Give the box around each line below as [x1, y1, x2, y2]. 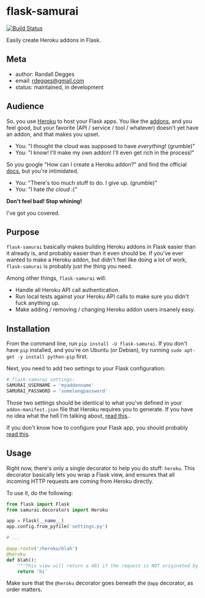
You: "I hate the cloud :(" [15, 185, 78, 193]
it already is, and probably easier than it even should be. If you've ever [6, 250, 184, 257]
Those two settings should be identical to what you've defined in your [6, 399, 182, 406]
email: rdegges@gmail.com [15, 77, 84, 84]
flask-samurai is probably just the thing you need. [6, 263, 133, 270]
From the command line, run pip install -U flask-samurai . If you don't [6, 340, 188, 347]
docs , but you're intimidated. [6, 167, 79, 174]
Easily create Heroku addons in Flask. [6, 36, 102, 43]
